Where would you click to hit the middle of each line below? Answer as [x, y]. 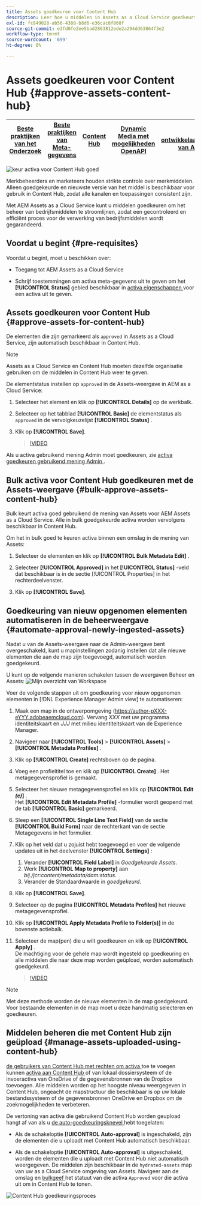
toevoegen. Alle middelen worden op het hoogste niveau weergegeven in [96, 1085]
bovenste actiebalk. [39, 929]
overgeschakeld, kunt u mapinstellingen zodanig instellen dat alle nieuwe [96, 651]
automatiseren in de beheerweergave [77, 620]
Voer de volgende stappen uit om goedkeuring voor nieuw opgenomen [93, 693]
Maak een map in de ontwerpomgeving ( [65, 711]
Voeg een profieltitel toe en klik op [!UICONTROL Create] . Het [92, 772]
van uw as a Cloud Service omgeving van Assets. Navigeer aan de [97, 1171]
